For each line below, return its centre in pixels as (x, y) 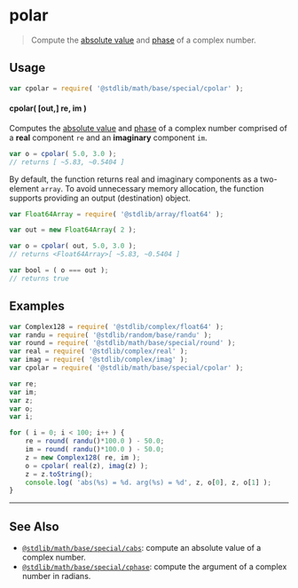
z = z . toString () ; (59, 474)
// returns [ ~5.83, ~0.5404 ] (67, 162)
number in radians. (56, 576)
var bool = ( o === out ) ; (59, 270)
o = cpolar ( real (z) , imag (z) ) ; (87, 466)
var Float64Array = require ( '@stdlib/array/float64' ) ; (117, 214)
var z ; (21, 400)
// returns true (39, 278)
